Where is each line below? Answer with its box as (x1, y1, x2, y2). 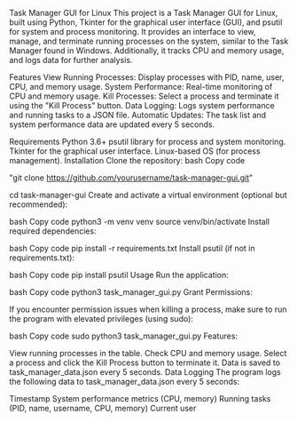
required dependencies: (9, 226, 97, 236)
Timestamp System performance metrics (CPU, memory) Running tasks (9, 394, 271, 403)
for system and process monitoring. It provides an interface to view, (9, 27, 256, 36)
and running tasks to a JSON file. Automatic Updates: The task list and (9, 110, 267, 120)
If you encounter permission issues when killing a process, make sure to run (9, 304, 287, 315)
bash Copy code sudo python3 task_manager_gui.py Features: (9, 330, 238, 341)
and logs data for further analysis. (9, 55, 133, 65)
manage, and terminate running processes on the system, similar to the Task (9, 36, 289, 46)
